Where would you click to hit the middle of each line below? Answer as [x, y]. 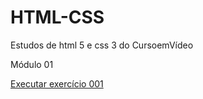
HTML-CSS [57, 17]
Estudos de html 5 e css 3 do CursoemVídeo [102, 45]
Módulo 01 [32, 64]
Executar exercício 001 [57, 83]
